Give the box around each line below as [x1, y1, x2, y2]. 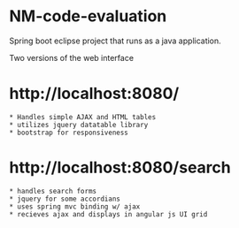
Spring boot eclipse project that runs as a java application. [9, 35, 221, 46]
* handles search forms [9, 186, 97, 195]
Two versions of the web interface [9, 52, 135, 63]
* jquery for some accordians [9, 194, 121, 203]
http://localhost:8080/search [9, 157, 232, 178]
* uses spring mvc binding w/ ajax [9, 201, 141, 211]
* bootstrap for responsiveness [9, 128, 128, 137]
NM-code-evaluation [9, 6, 167, 27]
